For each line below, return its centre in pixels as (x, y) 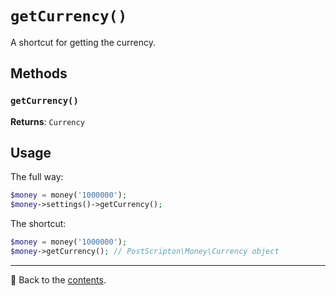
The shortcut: (38, 224)
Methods (39, 73)
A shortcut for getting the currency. (83, 42)
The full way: (37, 177)
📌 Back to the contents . (58, 279)
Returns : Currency (47, 121)
